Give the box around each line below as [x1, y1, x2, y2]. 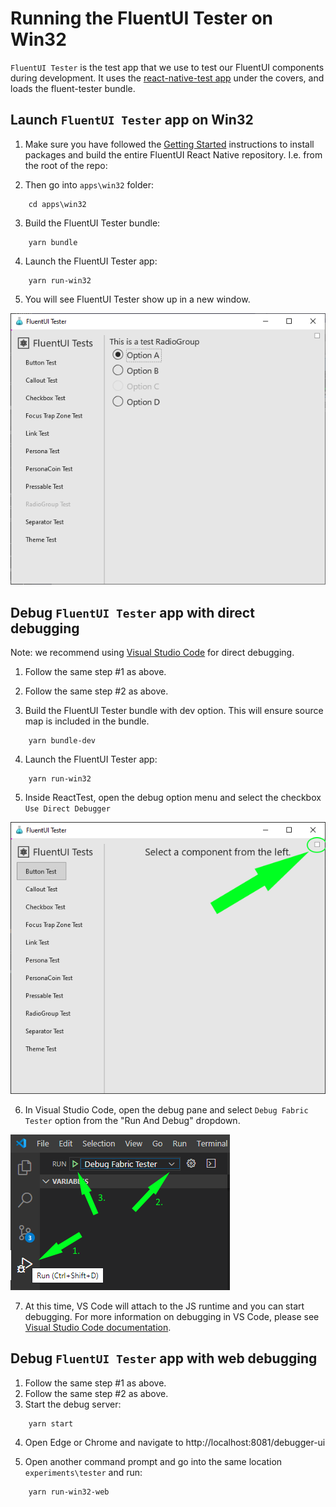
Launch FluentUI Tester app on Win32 [10, 112, 254, 129]
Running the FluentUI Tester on [10, 7, 274, 30]
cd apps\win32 [28, 199, 87, 209]
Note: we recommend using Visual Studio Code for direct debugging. [10, 647, 295, 659]
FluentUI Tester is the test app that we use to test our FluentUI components [10, 61, 325, 73]
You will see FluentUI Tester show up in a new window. [24, 293, 251, 305]
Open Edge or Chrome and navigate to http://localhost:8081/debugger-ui [24, 1436, 326, 1448]
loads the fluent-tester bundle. [10, 82, 136, 94]
